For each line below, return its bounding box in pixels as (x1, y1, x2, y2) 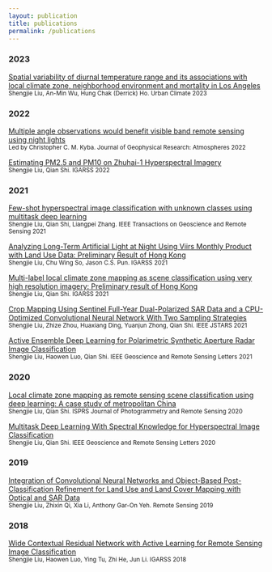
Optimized (8, 313, 43, 323)
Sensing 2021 (8, 227, 46, 235)
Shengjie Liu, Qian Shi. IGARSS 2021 (8, 290, 109, 299)
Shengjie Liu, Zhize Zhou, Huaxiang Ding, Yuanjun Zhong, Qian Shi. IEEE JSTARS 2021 (8, 321, 248, 330)
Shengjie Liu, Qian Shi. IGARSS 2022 (8, 166, 111, 174)
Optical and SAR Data (8, 493, 81, 502)
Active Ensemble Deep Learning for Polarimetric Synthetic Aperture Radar (8, 336, 255, 345)
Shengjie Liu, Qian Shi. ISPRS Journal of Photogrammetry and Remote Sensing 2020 (8, 407, 243, 415)
